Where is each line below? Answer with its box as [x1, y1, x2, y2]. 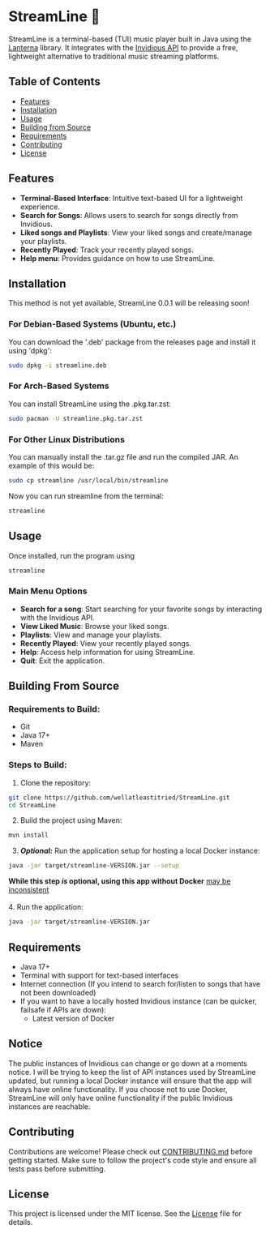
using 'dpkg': [8, 345, 53, 355]
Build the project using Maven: [19, 816, 122, 825]
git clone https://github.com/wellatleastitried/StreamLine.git [8, 794, 230, 802]
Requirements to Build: [8, 704, 101, 715]
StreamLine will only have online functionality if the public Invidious [8, 1093, 234, 1102]
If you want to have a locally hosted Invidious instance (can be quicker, [19, 996, 257, 1006]
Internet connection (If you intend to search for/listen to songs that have [19, 978, 261, 988]
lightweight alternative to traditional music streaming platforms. [8, 51, 220, 61]
